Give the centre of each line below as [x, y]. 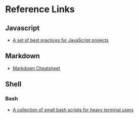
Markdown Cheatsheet [36, 68]
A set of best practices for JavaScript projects [60, 40]
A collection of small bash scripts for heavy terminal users [73, 109]
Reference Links [40, 9]
